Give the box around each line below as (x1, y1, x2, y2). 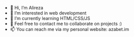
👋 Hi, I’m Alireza (10, 5, 44, 10)
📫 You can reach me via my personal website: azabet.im (10, 26, 129, 32)
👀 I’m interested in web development (10, 10, 87, 16)
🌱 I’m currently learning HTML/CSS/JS (10, 15, 90, 21)
